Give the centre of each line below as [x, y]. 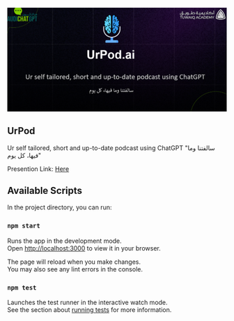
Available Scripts [45, 190]
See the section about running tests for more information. [89, 309]
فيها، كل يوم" [24, 155]
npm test [22, 288]
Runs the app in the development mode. [64, 241]
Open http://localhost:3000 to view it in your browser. [84, 248]
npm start [24, 226]
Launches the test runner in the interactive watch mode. [88, 302]
